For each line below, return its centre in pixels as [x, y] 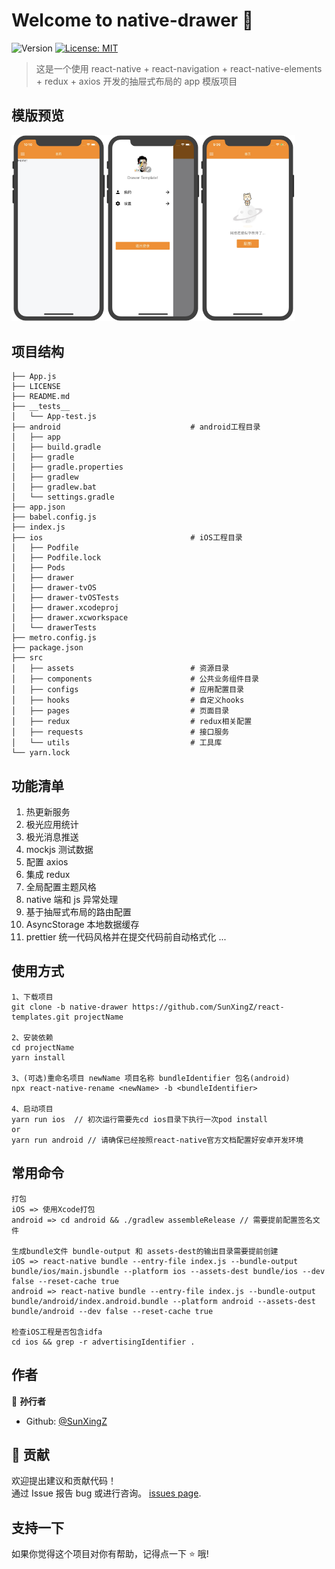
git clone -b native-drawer [70, 1007]
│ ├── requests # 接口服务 [120, 732]
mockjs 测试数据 [59, 850]
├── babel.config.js [54, 517]
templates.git [41, 1017]
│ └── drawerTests [54, 628]
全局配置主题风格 [61, 887]
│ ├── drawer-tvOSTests [65, 598]
